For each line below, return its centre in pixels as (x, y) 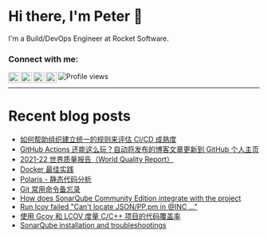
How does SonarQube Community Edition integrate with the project (130, 198)
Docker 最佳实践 (47, 169)
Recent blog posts (70, 116)
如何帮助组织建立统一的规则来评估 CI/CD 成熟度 (98, 140)
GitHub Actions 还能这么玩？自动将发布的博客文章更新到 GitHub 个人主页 (139, 149)
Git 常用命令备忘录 (50, 189)
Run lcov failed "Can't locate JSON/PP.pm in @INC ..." (108, 207)
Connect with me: (43, 59)
